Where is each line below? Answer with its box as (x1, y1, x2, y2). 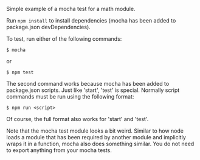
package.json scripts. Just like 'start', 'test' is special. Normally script (6, 86, 180, 94)
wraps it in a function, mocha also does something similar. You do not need (6, 140, 195, 147)
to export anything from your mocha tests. (6, 147, 112, 154)
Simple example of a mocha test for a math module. (6, 5, 136, 12)
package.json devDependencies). (6, 24, 91, 30)
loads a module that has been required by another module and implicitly (6, 134, 187, 141)
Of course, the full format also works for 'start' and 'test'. (6, 116, 149, 122)
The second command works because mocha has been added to (6, 80, 170, 87)
